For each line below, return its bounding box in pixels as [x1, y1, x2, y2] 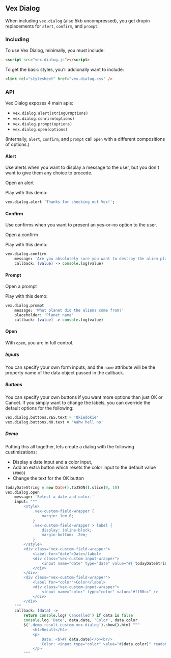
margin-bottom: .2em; [41, 533, 88, 538]
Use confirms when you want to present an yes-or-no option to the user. [5, 222, 157, 228]
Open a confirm [5, 232, 38, 238]
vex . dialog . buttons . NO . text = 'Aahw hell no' [5, 419, 103, 425]
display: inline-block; [41, 527, 93, 533]
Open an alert [5, 180, 34, 186]
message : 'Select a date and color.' [14, 494, 95, 499]
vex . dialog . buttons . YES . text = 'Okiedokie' [5, 415, 99, 420]
